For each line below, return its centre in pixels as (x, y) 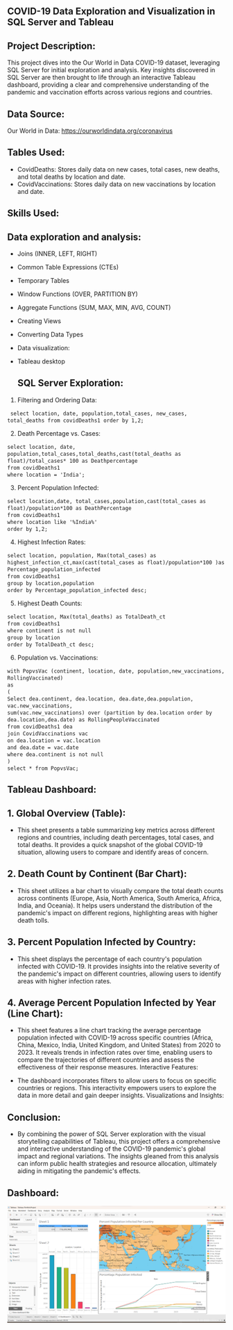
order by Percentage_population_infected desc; (77, 590)
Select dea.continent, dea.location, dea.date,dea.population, (101, 699)
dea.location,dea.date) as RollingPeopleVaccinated (83, 720)
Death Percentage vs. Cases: (59, 433)
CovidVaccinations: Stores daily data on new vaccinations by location (116, 184)
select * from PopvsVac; (43, 768)
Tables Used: (36, 153)
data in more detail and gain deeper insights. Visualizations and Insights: (120, 1095)
